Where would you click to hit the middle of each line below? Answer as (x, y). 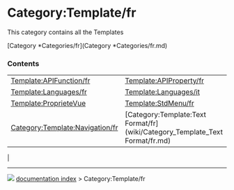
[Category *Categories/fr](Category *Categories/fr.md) (87, 45)
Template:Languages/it (163, 92)
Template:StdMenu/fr (159, 104)
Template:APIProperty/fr (164, 81)
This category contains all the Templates (65, 32)
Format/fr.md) (148, 141)
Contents (23, 63)
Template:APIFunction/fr (50, 81)
